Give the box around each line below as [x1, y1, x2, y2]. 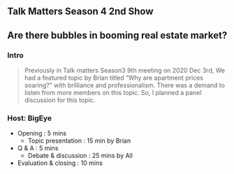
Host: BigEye [7, 113, 52, 123]
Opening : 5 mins [17, 129, 67, 138]
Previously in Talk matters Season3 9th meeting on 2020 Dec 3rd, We [24, 66, 226, 75]
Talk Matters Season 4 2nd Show [7, 6, 154, 17]
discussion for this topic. [24, 96, 96, 104]
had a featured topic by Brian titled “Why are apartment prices [24, 73, 204, 82]
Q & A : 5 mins [17, 144, 59, 152]
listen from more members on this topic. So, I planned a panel [24, 89, 202, 97]
